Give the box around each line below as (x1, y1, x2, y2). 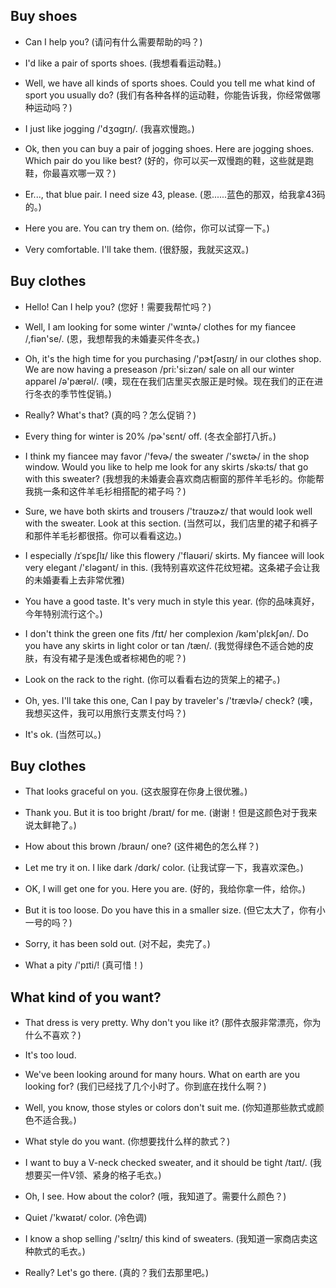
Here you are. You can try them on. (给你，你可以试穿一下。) (24, 222, 270, 234)
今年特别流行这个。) (24, 607, 103, 619)
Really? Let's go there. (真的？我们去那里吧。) (24, 1267, 210, 1279)
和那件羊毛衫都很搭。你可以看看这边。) (24, 529, 182, 541)
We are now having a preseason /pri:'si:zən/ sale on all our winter (24, 363, 295, 375)
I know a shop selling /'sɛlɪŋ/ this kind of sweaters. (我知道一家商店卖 (24, 1233, 310, 1245)
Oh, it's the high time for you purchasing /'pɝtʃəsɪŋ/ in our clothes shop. (24, 352, 322, 364)
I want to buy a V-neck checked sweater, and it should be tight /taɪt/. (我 (24, 1157, 322, 1169)
